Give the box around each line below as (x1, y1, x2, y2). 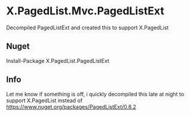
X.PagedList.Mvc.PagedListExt (6, 4, 164, 18)
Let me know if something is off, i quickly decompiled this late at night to (6, 90, 184, 97)
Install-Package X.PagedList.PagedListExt (6, 57, 109, 64)
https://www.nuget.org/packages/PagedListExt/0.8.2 (6, 103, 136, 110)
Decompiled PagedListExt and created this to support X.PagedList (6, 24, 169, 31)
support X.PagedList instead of (6, 97, 82, 104)
